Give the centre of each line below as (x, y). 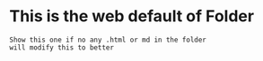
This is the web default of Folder (131, 16)
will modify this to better (62, 47)
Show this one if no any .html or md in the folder (108, 40)
